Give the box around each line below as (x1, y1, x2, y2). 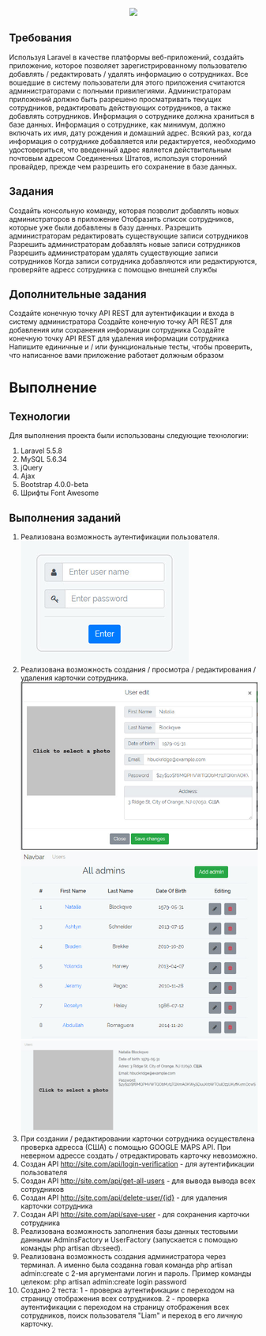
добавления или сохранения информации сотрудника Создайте (9, 325, 226, 335)
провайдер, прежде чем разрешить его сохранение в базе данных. (9, 162, 238, 171)
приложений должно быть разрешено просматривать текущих (9, 94, 222, 104)
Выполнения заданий (9, 511, 122, 524)
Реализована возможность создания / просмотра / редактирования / (20, 665, 257, 675)
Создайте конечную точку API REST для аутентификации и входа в (9, 309, 235, 318)
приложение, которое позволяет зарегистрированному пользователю (9, 60, 248, 70)
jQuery (20, 463, 43, 473)
